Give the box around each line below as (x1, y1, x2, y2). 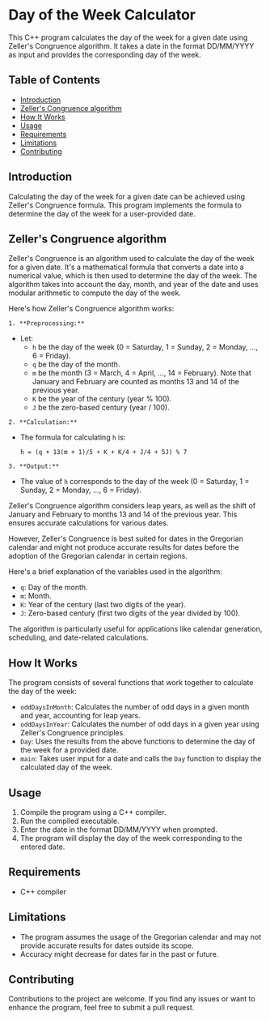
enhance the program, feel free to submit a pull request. (8, 1003, 195, 1013)
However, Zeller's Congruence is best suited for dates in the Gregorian (8, 534, 244, 544)
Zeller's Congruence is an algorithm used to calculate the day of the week (8, 254, 255, 264)
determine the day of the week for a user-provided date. (8, 208, 196, 218)
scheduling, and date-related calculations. (8, 632, 149, 642)
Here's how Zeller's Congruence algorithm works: (8, 304, 175, 314)
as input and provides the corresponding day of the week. (8, 49, 202, 59)
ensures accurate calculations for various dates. (8, 518, 169, 528)
